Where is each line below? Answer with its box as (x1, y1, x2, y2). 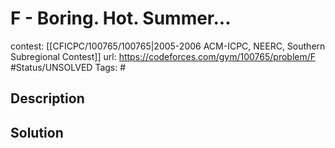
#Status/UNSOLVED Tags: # (10, 61, 127, 73)
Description (10, 90, 85, 107)
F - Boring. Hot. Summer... (10, 7, 232, 30)
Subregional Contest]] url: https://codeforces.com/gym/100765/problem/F (10, 50, 317, 62)
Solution (10, 124, 64, 141)
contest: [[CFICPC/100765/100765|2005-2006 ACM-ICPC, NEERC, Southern (10, 40, 326, 52)
